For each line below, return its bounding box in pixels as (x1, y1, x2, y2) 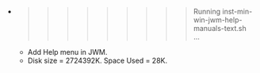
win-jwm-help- (193, 15, 243, 25)
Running (193, 7, 221, 16)
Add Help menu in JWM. (27, 48, 108, 56)
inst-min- (221, 7, 253, 16)
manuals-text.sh (193, 24, 247, 33)
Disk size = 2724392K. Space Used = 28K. (27, 56, 168, 65)
